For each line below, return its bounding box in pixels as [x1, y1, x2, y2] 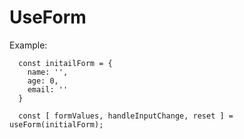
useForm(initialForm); [9, 119, 104, 130]
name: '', [27, 67, 69, 77]
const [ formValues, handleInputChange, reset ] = [18, 111, 234, 121]
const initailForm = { [18, 58, 113, 68]
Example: [9, 39, 48, 51]
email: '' [27, 84, 69, 95]
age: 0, [27, 76, 59, 86]
